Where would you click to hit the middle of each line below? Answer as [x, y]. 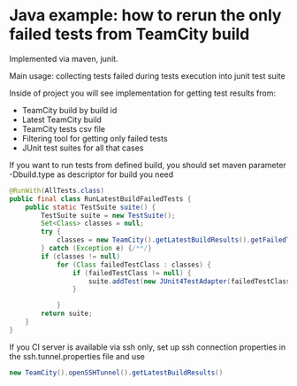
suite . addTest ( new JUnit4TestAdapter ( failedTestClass [189, 281]
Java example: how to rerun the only [145, 15]
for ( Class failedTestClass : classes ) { [134, 265]
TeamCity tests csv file [64, 128]
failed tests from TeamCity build [129, 34]
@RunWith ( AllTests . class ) [57, 190]
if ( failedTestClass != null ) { [132, 273]
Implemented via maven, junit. [64, 58]
